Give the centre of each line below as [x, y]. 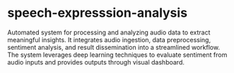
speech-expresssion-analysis [98, 13]
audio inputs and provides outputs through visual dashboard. [96, 62]
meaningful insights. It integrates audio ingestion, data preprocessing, [109, 39]
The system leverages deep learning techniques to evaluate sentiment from [117, 55]
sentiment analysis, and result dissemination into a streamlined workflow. [114, 47]
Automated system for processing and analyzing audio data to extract [109, 32]
